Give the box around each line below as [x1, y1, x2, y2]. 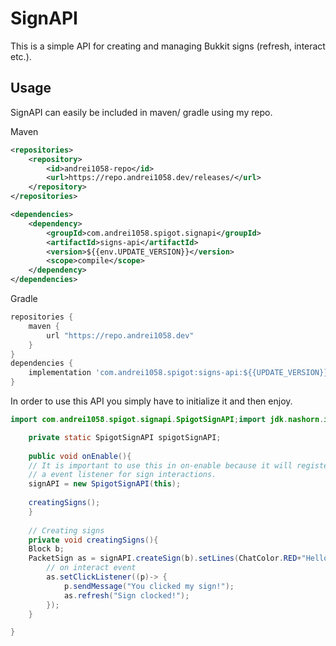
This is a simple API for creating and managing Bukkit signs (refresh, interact [10, 40, 326, 52]
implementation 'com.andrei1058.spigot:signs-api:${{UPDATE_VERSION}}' [28, 368, 333, 378]
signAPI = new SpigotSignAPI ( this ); [28, 479, 182, 489]
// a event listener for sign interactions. [28, 470, 217, 480]
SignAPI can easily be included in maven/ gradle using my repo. [10, 106, 273, 118]
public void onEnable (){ [28, 451, 132, 461]
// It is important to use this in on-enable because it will [28, 460, 293, 471]
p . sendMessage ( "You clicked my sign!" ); [63, 581, 235, 591]
